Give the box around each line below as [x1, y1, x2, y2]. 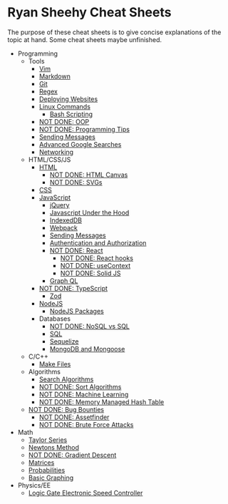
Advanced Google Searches [38, 140, 122, 148]
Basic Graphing [28, 473, 74, 482]
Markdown [38, 72, 71, 81]
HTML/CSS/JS [28, 155, 71, 164]
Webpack [49, 223, 78, 232]
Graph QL [49, 276, 78, 285]
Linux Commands [38, 102, 91, 110]
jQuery [49, 200, 70, 209]
